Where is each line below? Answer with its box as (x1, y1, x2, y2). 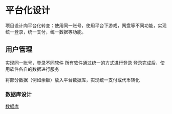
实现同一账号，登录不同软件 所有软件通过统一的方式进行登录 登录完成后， (5, 60, 160, 66)
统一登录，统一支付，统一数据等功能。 (5, 28, 86, 35)
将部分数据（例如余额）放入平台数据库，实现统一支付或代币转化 (5, 77, 140, 83)
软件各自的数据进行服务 (9, 66, 59, 72)
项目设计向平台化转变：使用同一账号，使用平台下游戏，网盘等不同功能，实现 (5, 22, 167, 28)
